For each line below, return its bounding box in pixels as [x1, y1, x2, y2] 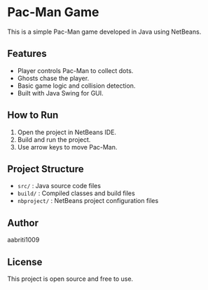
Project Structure [7, 163, 84, 175]
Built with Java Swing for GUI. [17, 88, 104, 97]
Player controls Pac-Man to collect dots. [17, 66, 134, 74]
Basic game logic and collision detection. [17, 81, 136, 90]
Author [7, 217, 39, 229]
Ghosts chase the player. [17, 74, 90, 82]
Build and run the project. [17, 135, 91, 144]
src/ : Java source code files [17, 182, 102, 190]
